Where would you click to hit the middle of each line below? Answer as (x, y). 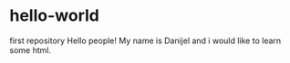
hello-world (55, 16)
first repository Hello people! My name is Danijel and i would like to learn (145, 40)
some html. (31, 49)
